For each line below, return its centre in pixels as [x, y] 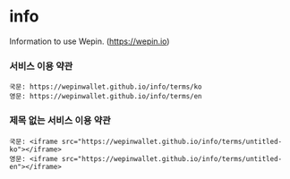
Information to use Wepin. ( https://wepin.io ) [90, 41]
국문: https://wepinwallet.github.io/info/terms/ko [106, 87]
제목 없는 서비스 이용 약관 [60, 121]
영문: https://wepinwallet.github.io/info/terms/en [106, 97]
